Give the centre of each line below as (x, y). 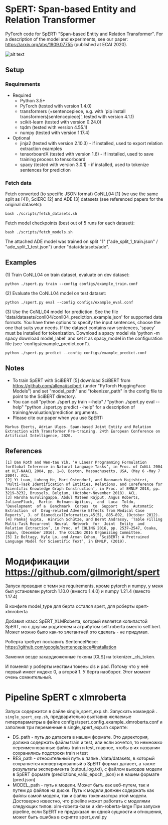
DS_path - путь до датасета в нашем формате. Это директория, (80, 737)
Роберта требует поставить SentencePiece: (52, 642)
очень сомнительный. (29, 677)
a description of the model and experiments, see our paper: (67, 39)
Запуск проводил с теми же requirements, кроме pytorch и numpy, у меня (84, 586)
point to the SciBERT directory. (44, 396)
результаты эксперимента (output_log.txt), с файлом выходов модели (87, 769)
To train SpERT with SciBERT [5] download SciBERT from (71, 380)
